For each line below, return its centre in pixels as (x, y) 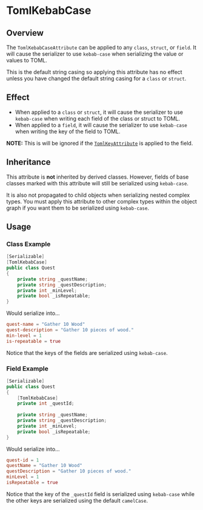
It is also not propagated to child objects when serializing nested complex (98, 195)
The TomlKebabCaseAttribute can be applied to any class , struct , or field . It (101, 47)
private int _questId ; (46, 403)
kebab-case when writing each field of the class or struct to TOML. (98, 118)
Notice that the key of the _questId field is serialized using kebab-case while (101, 494)
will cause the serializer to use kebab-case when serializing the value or (95, 54)
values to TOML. (27, 60)
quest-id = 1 (23, 460)
